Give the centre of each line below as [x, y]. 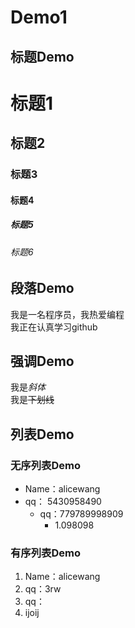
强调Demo [42, 361]
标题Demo [42, 56]
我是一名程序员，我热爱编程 [67, 314]
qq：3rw [43, 589]
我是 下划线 [32, 400]
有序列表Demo [45, 553]
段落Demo [42, 288]
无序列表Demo [45, 465]
